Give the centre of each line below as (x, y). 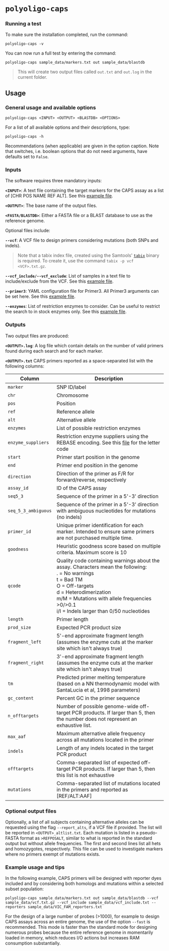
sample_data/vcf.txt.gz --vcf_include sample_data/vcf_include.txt (77, 903)
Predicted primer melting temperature (101, 677)
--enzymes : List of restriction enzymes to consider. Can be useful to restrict (82, 306)
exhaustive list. (74, 725)
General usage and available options (51, 108)
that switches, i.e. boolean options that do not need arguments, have (76, 151)
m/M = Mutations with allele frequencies (104, 598)
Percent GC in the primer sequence (98, 698)
